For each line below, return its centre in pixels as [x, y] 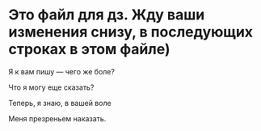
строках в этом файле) [90, 49]
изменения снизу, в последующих [130, 32]
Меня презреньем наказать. [57, 118]
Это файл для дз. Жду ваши [107, 15]
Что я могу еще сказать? [51, 87]
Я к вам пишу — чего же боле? [62, 71]
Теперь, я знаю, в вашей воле [60, 103]
